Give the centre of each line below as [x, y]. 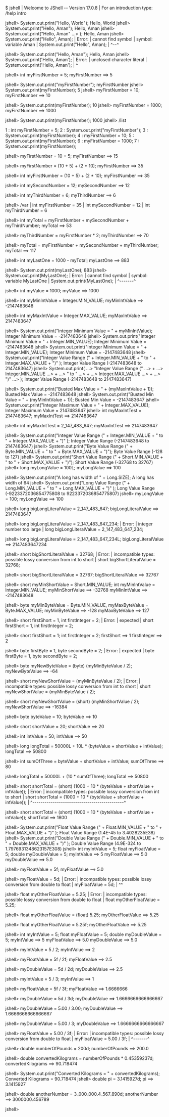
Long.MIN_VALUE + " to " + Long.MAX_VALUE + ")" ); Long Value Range [80, 488]
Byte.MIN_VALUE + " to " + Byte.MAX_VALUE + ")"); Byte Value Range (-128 [84, 452]
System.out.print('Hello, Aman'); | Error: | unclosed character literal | [76, 60]
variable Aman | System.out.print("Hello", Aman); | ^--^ [62, 44]
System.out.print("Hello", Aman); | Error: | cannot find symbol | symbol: [79, 39]
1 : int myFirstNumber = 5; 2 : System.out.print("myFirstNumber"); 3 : [77, 130]
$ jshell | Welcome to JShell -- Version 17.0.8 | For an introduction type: [79, 8]
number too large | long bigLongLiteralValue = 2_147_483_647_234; [74, 529]
